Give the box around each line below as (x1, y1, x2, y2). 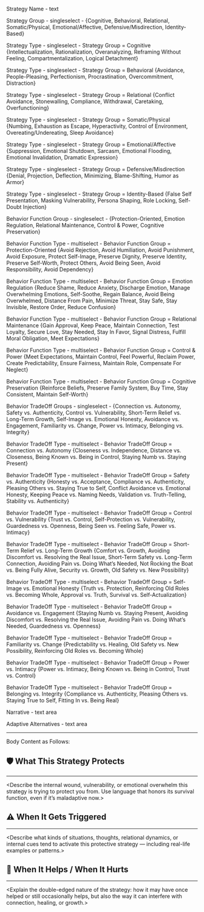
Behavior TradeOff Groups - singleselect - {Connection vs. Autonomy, (6, 402, 182, 410)
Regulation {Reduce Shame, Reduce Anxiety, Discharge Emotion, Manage (6, 284, 190, 291)
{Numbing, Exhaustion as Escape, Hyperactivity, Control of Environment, (6, 123, 188, 130)
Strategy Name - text (6, 5, 59, 12)
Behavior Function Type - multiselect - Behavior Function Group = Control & (6, 347, 196, 354)
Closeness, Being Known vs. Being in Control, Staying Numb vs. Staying (6, 454, 186, 460)
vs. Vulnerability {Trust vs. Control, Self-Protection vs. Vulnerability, (6, 516, 176, 523)
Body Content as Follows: (6, 738, 70, 745)
